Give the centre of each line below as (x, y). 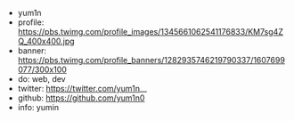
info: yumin (38, 107)
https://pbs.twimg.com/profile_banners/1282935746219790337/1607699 (151, 60)
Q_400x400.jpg (46, 41)
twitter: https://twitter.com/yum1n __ (82, 89)
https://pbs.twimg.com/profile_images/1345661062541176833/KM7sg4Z (150, 32)
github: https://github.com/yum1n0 (81, 98)
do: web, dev (41, 79)
